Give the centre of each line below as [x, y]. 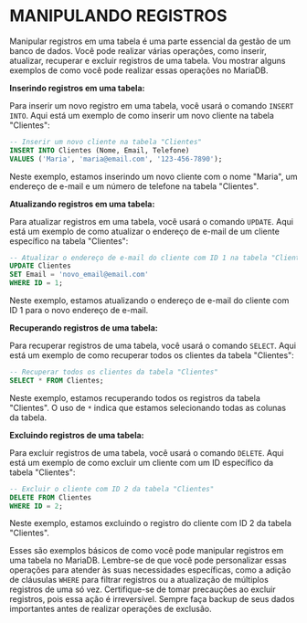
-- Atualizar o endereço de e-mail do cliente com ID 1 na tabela [138, 258]
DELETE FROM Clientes [51, 497]
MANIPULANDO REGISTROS [118, 16]
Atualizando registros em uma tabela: [82, 204]
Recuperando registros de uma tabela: [84, 328]
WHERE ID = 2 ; [37, 506]
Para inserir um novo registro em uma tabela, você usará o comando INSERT [152, 105]
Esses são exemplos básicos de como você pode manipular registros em [147, 551]
